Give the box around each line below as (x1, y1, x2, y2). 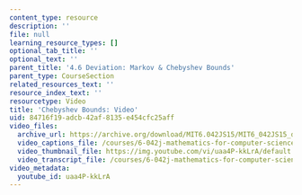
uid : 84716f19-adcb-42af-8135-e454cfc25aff (9, 113, 175, 122)
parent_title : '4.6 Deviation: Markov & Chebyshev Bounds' (9, 64, 235, 73)
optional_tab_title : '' (9, 47, 99, 56)
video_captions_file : (17, 138, 99, 147)
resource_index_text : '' (9, 88, 102, 97)
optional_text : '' (9, 55, 78, 64)
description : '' (9, 22, 70, 31)
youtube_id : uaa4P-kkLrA (17, 172, 111, 181)
